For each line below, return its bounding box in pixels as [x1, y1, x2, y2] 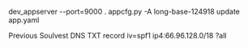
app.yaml [8, 15, 40, 25]
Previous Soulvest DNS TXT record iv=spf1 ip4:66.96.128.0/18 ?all [8, 31, 227, 40]
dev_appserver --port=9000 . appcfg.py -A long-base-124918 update [8, 7, 241, 16]
